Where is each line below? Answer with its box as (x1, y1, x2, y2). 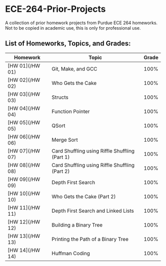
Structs (51, 94, 69, 101)
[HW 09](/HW (7, 176, 41, 183)
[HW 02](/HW (7, 76, 41, 83)
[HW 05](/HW (7, 119, 41, 126)
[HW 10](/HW (7, 190, 41, 197)
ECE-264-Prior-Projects (5, 3, 106, 15)
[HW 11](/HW (7, 204, 41, 211)
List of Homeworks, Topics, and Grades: (5, 39, 131, 48)
